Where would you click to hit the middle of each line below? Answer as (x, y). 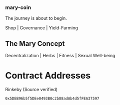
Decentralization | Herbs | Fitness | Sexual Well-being (60, 56)
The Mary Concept (35, 44)
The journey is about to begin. (36, 18)
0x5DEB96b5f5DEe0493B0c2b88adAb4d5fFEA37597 (52, 99)
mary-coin (18, 7)
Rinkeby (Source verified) (31, 90)
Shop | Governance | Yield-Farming (42, 28)
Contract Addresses (48, 76)
